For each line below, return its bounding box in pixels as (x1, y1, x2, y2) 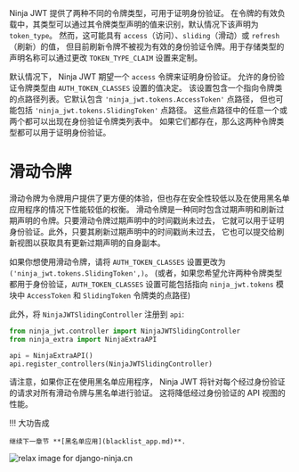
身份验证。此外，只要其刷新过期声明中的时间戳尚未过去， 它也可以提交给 (9, 226, 277, 236)
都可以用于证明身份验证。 (16, 128, 111, 137)
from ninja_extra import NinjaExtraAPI (9, 335, 158, 344)
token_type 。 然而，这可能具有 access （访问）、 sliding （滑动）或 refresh (9, 30, 280, 40)
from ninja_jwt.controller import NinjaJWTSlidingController (9, 327, 241, 335)
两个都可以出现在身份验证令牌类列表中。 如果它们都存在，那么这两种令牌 (9, 116, 277, 127)
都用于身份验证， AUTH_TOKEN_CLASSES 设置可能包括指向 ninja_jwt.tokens (9, 278, 274, 289)
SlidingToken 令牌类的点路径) (83, 289, 191, 301)
